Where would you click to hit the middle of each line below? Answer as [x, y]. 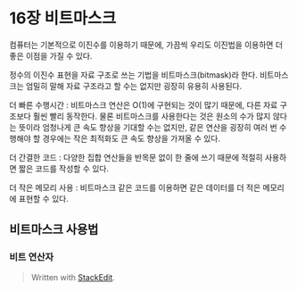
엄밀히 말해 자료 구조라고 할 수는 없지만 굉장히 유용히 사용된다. [134, 86]
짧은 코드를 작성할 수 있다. [64, 168]
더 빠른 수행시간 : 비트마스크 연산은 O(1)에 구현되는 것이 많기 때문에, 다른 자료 [144, 104]
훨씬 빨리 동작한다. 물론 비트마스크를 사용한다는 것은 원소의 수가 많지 [152, 116]
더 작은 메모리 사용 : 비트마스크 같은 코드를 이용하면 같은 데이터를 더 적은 [135, 187]
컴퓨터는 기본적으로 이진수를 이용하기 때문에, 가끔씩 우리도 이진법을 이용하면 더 [146, 45]
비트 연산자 [32, 257]
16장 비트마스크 [63, 18]
